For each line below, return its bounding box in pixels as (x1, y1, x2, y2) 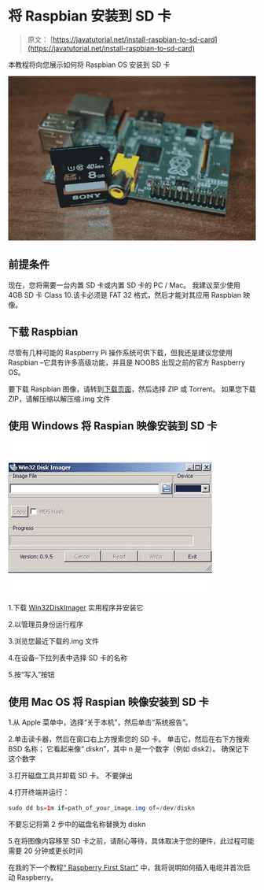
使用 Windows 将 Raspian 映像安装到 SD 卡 (8, 419, 218, 433)
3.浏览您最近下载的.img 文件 (8, 636, 100, 646)
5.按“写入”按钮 (8, 670, 55, 680)
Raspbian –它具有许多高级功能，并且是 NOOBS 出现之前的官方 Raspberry (8, 358, 246, 367)
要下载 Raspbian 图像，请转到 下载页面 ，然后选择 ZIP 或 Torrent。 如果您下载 (8, 384, 256, 394)
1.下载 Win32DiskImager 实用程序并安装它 (8, 603, 144, 613)
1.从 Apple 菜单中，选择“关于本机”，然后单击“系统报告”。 (8, 718, 192, 727)
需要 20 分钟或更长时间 (8, 846, 83, 855)
